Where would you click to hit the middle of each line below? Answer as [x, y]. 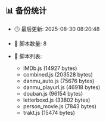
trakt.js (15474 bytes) [49, 112]
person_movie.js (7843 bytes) [60, 106]
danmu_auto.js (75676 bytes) [59, 81]
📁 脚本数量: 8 [30, 43]
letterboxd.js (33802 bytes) [57, 100]
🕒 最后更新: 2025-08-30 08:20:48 [57, 29]
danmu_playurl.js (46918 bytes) [62, 87]
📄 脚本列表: [28, 56]
